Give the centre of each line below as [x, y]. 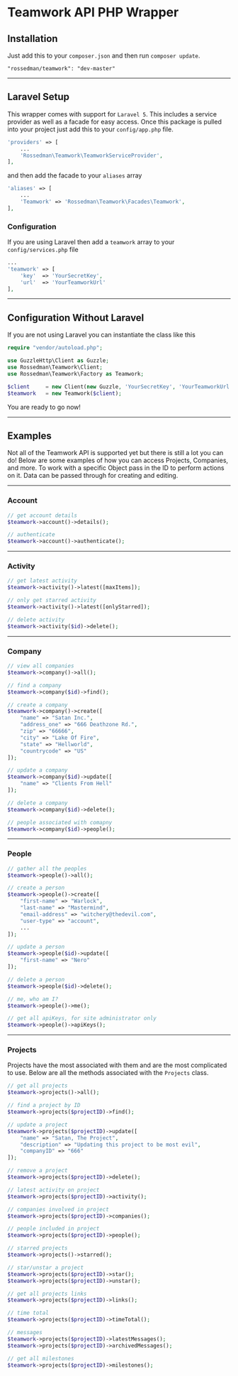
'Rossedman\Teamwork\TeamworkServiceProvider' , [91, 155]
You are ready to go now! [44, 407]
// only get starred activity [52, 601]
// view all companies [41, 666]
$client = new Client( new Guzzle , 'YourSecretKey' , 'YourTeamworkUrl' [120, 387]
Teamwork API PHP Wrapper [93, 12]
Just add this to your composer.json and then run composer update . [104, 55]
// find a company [34, 685]
